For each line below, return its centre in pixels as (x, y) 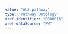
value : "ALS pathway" (28, 10)
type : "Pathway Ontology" (32, 14)
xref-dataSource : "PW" (29, 24)
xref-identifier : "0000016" (34, 19)
